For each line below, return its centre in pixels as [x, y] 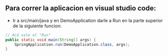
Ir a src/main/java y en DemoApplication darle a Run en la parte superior [88, 20]
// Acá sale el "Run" [28, 35]
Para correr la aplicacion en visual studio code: [81, 8]
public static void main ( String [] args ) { [51, 40]
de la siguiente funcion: [37, 26]
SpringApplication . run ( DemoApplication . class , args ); [72, 44]
